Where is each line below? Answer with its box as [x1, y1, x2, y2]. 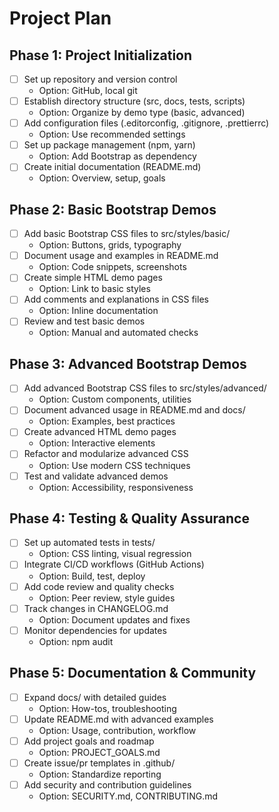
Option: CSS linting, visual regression [38, 548, 192, 560]
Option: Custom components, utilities [38, 393, 192, 406]
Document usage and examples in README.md [23, 250, 219, 262]
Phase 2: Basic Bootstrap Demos [9, 201, 217, 218]
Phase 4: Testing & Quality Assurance [9, 510, 250, 527]
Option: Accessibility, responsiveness [38, 481, 194, 493]
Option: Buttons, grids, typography [38, 239, 182, 251]
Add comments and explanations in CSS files [23, 293, 209, 306]
